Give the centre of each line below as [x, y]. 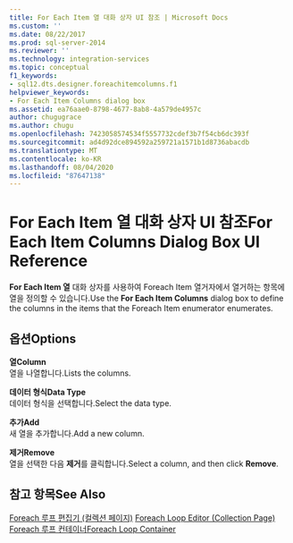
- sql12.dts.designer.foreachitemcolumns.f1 [93, 84]
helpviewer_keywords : [50, 92]
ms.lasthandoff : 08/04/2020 [62, 167]
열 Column [28, 362]
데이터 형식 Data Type [48, 392]
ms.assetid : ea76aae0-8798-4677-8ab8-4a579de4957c [105, 109]
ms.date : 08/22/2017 [48, 34]
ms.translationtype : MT [54, 150]
